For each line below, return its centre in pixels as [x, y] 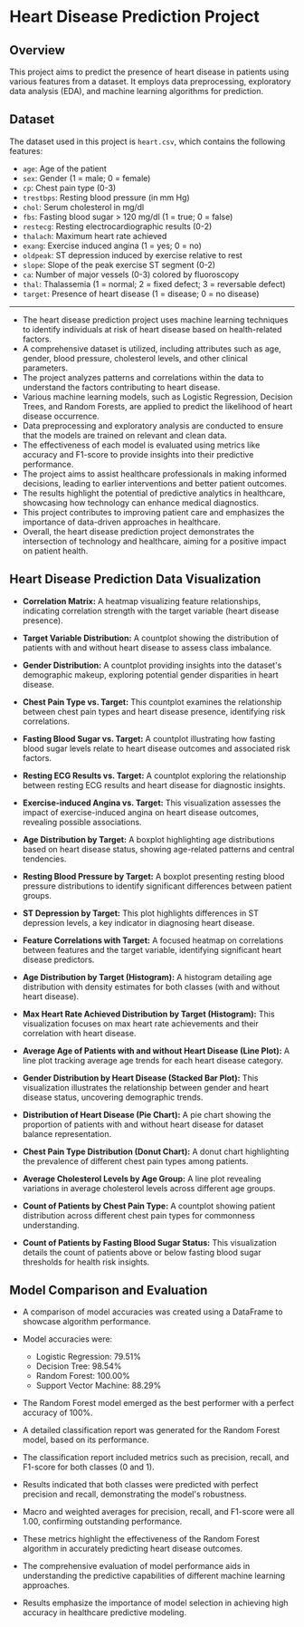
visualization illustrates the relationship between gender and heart [146, 1087]
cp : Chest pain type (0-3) [69, 188]
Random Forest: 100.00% [83, 1376]
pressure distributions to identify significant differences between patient [157, 886]
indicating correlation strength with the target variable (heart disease [151, 611]
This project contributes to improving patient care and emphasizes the [153, 512]
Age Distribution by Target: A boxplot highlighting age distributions [148, 839]
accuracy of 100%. [57, 1413]
